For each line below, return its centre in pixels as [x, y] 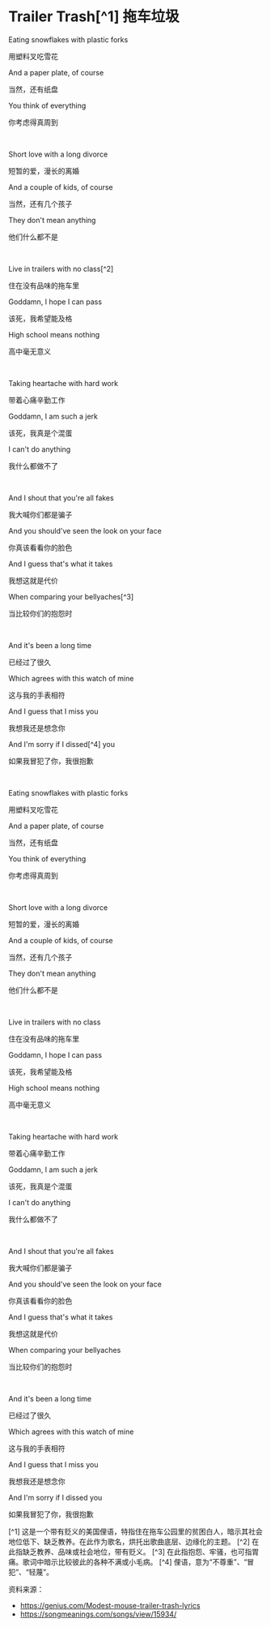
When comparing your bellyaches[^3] [71, 596]
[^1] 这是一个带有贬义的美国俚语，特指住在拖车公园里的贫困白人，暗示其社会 [135, 1531]
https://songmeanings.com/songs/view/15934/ [98, 1614]
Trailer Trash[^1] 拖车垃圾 [94, 17]
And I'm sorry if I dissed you [55, 1497]
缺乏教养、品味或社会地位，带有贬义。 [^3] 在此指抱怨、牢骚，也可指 [137, 1552]
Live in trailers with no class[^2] [61, 268]
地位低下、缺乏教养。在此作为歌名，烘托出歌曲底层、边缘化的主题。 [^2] [129, 1541]
